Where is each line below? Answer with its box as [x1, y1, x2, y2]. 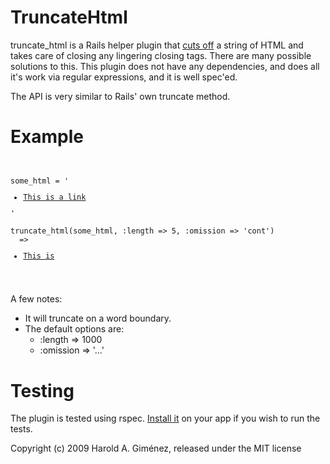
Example [10, 126, 84, 148]
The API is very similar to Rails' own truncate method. [10, 90, 231, 102]
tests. [10, 423, 33, 435]
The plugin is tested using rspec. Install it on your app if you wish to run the [10, 412, 321, 425]
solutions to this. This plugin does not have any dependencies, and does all [10, 60, 320, 72]
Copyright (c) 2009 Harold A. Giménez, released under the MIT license [10, 442, 302, 455]
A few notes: [10, 293, 63, 305]
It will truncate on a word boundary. [24, 312, 172, 325]
